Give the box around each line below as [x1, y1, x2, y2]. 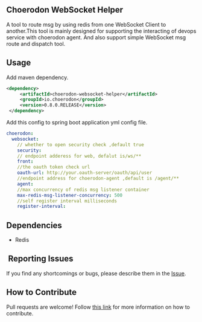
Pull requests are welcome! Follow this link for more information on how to [6, 303, 190, 311]
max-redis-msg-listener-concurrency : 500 [17, 192, 122, 198]
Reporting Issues [8, 254, 74, 264]
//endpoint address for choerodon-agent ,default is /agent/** [17, 175, 180, 181]
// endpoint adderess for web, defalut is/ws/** [17, 153, 142, 159]
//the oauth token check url [17, 164, 90, 170]
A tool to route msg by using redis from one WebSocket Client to [6, 21, 166, 28]
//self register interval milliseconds [17, 198, 118, 204]
